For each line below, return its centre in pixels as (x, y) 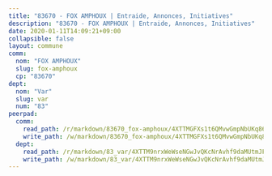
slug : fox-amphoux (47, 69)
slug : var (32, 99)
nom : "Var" (34, 91)
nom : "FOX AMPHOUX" (49, 62)
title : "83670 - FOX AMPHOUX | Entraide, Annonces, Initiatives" (121, 16)
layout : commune (36, 46)
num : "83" (32, 106)
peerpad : (23, 114)
